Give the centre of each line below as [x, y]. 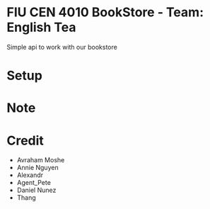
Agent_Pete [34, 183]
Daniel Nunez [36, 190]
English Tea [41, 27]
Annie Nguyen [37, 168]
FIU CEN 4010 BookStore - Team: [105, 12]
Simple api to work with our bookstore [62, 47]
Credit [25, 141]
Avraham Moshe [41, 160]
